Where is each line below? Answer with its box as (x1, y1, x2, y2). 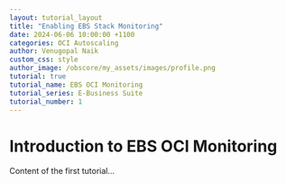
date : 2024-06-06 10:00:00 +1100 (9, 30, 135, 39)
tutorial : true (9, 72, 67, 81)
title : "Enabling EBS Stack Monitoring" (9, 22, 164, 31)
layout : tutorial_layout (9, 13, 103, 23)
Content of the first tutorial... (9, 166, 115, 177)
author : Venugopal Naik (9, 47, 99, 56)
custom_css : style (9, 55, 78, 64)
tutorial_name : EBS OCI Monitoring (9, 80, 143, 89)
